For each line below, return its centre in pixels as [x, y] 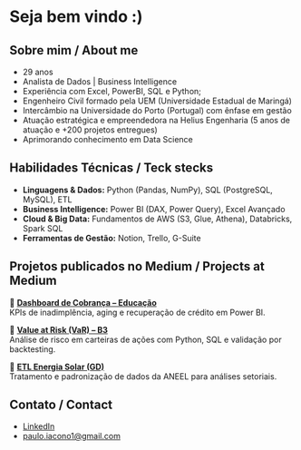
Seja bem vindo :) [76, 17]
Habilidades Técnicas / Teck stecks [112, 168]
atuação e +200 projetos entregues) [90, 130]
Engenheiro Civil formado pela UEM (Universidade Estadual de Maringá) [157, 101]
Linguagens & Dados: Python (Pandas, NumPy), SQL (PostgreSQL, [148, 190]
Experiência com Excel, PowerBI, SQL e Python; [112, 91]
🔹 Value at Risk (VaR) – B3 [59, 329]
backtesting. [33, 349]
